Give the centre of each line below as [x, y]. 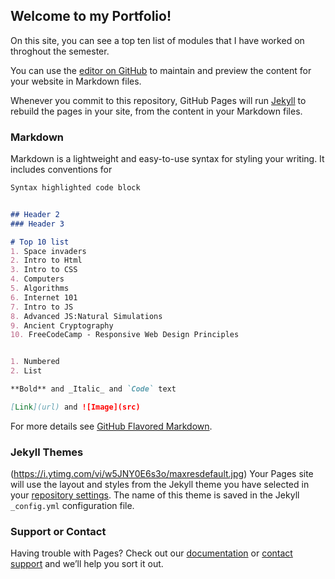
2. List [26, 371]
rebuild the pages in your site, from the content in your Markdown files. [156, 111]
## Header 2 [35, 214]
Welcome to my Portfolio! [91, 16]
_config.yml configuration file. [72, 506]
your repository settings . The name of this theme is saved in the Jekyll [155, 495]
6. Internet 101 [44, 297]
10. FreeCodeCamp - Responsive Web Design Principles [125, 335]
